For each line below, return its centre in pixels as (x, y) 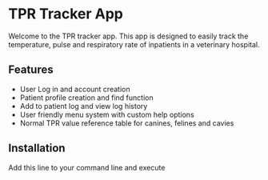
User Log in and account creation (75, 89)
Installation (37, 148)
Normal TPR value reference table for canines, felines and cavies (127, 123)
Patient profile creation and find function (86, 98)
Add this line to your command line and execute (87, 167)
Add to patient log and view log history (84, 106)
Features (31, 70)
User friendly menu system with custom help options (107, 114)
